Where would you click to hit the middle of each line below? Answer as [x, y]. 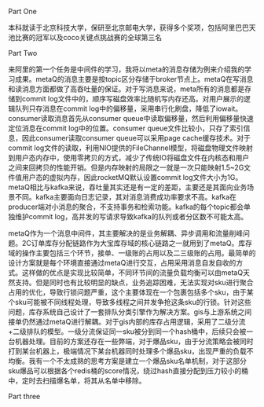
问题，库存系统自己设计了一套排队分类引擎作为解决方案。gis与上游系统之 [126, 312]
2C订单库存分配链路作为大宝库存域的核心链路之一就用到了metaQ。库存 [137, 243]
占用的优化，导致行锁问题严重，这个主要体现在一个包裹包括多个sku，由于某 [131, 292]
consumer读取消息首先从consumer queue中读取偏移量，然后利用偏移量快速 [131, 118]
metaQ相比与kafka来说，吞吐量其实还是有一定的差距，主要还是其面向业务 [128, 187]
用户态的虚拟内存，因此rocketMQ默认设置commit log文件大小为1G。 [132, 177]
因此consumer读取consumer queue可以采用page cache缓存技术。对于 [136, 138]
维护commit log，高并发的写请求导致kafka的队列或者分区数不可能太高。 [131, 216]
